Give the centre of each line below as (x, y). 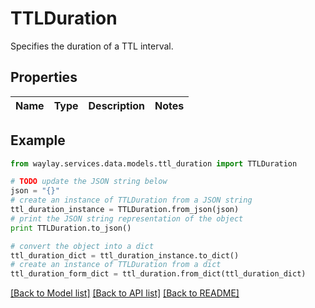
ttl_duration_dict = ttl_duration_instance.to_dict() (125, 255)
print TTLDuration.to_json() (71, 228)
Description (116, 105)
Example (38, 140)
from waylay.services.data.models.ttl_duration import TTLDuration (154, 163)
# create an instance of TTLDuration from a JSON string (131, 200)
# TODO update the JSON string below (89, 182)
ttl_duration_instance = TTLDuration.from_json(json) (125, 210)
